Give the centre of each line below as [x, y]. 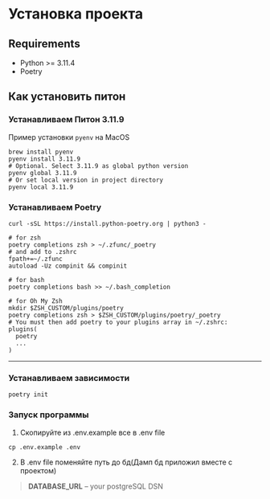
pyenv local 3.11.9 [41, 187]
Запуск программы [49, 415]
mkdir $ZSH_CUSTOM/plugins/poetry [66, 308]
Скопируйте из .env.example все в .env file [92, 432]
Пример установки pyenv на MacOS [69, 137]
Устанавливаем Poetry [55, 207]
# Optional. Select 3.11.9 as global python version [98, 166]
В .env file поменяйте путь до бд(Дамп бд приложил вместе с [126, 462]
